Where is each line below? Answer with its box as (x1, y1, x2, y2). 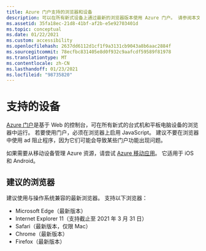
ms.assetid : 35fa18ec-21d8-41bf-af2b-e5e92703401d (6, 20, 139, 26)
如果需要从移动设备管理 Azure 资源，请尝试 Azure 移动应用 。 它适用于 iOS (6, 149, 194, 157)
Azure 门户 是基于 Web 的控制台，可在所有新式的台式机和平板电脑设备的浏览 (6, 121, 199, 129)
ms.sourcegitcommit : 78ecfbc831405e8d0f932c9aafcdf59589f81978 (6, 49, 172, 55)
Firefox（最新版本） (15, 238, 66, 245)
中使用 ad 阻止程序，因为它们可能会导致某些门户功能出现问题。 (6, 137, 167, 144)
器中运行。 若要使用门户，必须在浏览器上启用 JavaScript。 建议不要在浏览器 (6, 129, 199, 137)
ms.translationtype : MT (6, 54, 67, 61)
